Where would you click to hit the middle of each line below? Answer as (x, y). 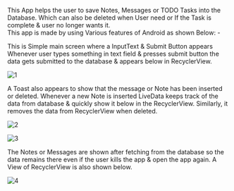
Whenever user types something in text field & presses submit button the (113, 54)
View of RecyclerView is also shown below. (70, 167)
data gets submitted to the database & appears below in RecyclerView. (110, 61)
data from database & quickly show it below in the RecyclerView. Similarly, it (118, 104)
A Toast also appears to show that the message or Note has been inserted (115, 88)
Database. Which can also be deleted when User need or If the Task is (109, 18)
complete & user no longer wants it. (59, 25)
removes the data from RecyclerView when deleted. (82, 111)
